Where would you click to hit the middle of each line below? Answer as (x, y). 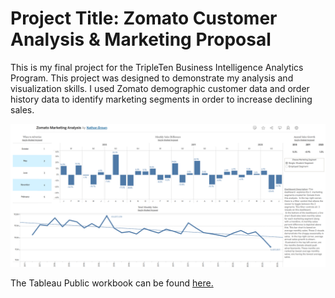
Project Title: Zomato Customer (144, 18)
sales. (22, 109)
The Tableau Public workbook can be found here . (112, 283)
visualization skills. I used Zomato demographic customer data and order (160, 88)
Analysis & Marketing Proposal (141, 39)
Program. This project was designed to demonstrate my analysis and (152, 78)
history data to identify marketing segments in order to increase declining (161, 99)
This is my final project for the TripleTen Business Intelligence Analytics (157, 67)
